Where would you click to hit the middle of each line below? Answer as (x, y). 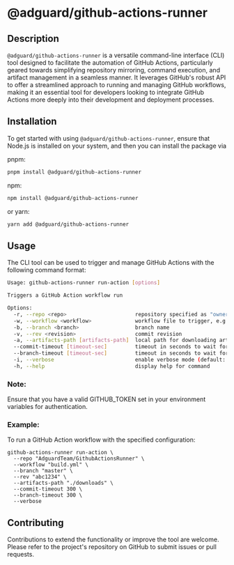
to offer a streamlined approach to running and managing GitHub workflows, (117, 85)
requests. (21, 555)
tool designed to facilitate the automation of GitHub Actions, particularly (110, 63)
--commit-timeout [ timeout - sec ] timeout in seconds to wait (115, 347)
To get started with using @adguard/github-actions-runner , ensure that (109, 138)
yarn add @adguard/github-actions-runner (68, 224)
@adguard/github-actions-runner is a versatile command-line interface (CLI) (116, 55)
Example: (23, 424)
